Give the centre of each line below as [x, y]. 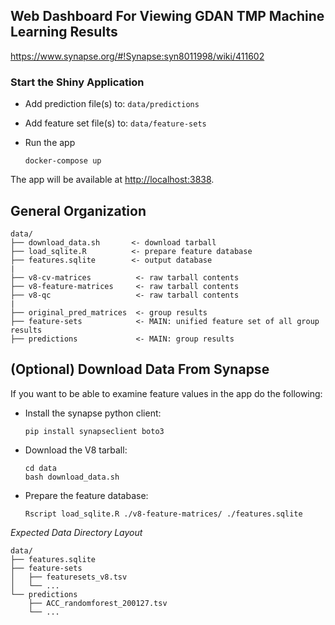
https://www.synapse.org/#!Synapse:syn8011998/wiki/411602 [137, 56]
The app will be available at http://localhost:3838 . [112, 180]
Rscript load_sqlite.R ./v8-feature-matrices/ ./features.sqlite [163, 514]
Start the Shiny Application [77, 82]
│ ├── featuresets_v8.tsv [69, 577]
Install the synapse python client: [93, 413]
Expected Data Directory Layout [76, 532]
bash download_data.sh [72, 477]
